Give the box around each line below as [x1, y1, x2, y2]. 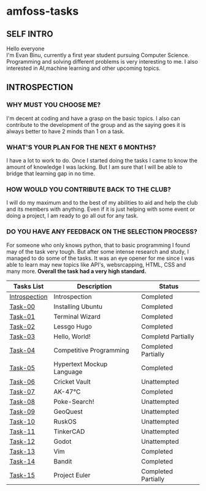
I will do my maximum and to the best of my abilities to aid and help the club [6, 199, 198, 207]
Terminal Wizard [53, 312, 101, 321]
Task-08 [9, 397, 36, 406]
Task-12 [9, 437, 36, 446]
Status [159, 282, 179, 291]
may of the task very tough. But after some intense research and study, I [6, 248, 189, 255]
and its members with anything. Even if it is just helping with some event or [6, 205, 196, 213]
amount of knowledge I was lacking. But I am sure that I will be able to [6, 163, 183, 170]
